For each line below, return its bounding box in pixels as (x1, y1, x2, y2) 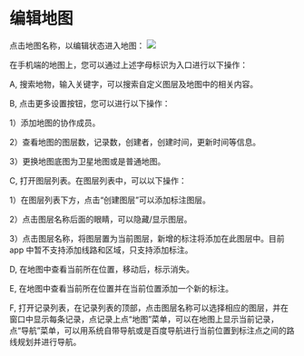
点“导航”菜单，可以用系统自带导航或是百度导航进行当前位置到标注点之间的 (9, 324, 288, 336)
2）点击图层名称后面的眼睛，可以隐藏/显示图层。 (9, 213, 192, 224)
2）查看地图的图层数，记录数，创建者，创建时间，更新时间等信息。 (9, 136, 261, 147)
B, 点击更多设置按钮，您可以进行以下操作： (9, 97, 171, 109)
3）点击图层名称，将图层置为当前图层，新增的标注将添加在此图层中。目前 (9, 232, 285, 243)
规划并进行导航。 (16, 336, 82, 347)
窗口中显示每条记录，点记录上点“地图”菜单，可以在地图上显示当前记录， (9, 313, 279, 324)
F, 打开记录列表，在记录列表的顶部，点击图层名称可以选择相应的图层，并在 (9, 302, 289, 313)
